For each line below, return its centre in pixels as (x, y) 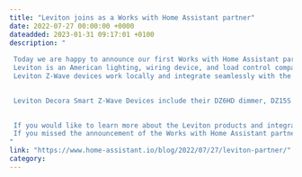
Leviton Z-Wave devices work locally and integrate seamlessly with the (152, 76)
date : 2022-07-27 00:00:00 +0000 (72, 26)
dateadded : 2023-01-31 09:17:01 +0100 (82, 34)
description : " (38, 43)
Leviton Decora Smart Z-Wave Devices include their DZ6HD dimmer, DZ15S (152, 101)
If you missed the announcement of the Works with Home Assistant (140, 134)
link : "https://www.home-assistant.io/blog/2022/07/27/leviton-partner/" (151, 150)
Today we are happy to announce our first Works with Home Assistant (146, 59)
